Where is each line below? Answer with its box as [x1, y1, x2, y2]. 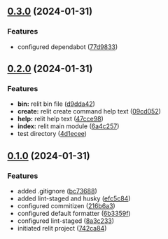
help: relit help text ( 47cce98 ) [17, 115, 104, 123]
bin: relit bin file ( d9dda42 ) [17, 100, 96, 108]
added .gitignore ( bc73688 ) [17, 187, 97, 196]
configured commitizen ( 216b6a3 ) [17, 202, 115, 210]
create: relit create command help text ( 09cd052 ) [17, 107, 161, 116]
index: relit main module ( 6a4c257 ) [17, 122, 120, 130]
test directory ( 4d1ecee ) [17, 130, 87, 138]
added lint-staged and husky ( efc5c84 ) [17, 194, 131, 203]
